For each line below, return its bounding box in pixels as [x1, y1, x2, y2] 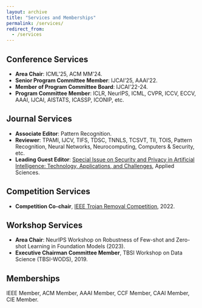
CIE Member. [6, 296, 39, 303]
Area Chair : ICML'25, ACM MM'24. [15, 70, 103, 77]
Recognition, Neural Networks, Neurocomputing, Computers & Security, [15, 142, 195, 150]
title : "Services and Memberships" [6, 15, 96, 21]
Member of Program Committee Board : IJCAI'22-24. [15, 83, 149, 90]
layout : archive [6, 9, 47, 15]
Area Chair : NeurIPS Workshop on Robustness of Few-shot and [15, 236, 175, 243]
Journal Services [6, 114, 72, 124]
